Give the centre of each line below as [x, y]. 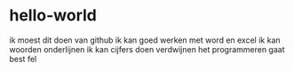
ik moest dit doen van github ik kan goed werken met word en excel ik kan [145, 40]
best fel [23, 59]
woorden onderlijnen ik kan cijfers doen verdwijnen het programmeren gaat [147, 49]
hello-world [53, 16]
